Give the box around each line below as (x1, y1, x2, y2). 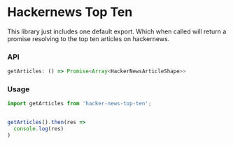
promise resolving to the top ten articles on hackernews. (7, 34, 170, 43)
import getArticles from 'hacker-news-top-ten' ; (7, 100, 152, 107)
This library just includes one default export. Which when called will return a (7, 27, 227, 36)
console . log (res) (13, 125, 64, 132)
